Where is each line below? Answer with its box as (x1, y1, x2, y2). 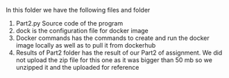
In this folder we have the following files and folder (6, 6, 151, 14)
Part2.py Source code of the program (15, 19, 124, 27)
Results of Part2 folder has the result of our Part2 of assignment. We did (15, 48, 223, 57)
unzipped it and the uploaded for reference (15, 64, 139, 71)
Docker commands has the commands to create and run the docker (15, 34, 210, 42)
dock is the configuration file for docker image (15, 27, 149, 35)
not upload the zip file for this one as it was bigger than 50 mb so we (15, 56, 212, 64)
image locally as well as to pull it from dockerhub (15, 41, 156, 49)
